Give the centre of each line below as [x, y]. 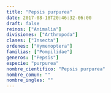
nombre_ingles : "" [30, 80]
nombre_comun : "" [29, 75]
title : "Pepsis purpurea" [39, 12]
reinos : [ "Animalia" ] [34, 29]
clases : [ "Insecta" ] [33, 40]
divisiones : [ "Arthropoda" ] [42, 35]
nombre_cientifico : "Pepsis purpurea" [56, 69]
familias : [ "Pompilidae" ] [39, 52]
